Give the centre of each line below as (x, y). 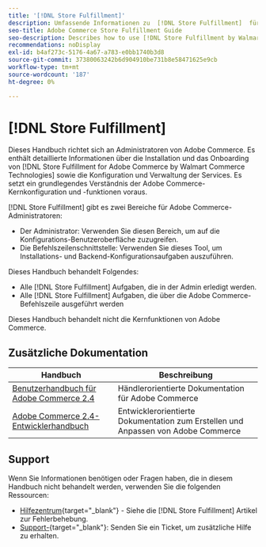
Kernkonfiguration (38, 192)
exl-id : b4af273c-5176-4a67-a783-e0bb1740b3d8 (86, 52)
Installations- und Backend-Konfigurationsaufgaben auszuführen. (126, 256)
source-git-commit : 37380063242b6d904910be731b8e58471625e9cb (113, 60)
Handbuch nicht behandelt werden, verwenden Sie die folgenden (114, 487)
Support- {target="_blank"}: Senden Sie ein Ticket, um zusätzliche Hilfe (135, 527)
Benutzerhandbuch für (54, 388)
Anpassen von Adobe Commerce (179, 431)
